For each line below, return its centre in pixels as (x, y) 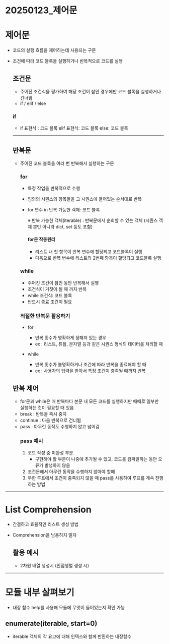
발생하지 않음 (57, 465)
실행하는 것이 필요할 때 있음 (47, 407)
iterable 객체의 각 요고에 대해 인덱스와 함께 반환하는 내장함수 (72, 636)
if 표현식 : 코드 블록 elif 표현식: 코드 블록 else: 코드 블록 (74, 128)
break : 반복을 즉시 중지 (43, 414)
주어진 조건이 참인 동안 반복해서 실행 (63, 282)
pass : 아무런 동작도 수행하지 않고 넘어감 (60, 426)
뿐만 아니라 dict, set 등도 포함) (63, 227)
